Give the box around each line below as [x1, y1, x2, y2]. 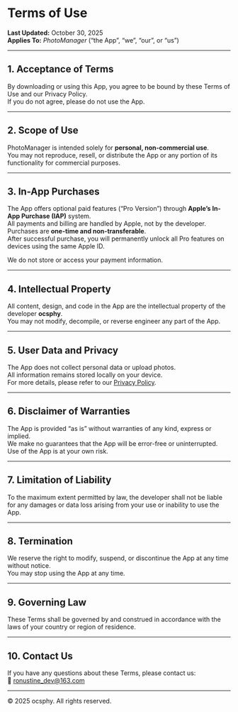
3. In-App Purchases [7, 185, 101, 197]
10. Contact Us [7, 650, 73, 662]
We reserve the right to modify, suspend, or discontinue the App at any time [7, 554, 229, 562]
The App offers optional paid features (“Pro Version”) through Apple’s [7, 204, 211, 213]
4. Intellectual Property [7, 283, 111, 295]
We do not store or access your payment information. [7, 256, 164, 264]
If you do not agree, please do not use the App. [7, 97, 145, 106]
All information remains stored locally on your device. [7, 371, 163, 379]
